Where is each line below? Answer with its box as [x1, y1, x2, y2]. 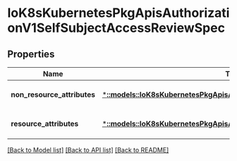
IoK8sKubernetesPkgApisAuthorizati [7, 5, 230, 21]
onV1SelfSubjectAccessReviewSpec [7, 20, 226, 36]
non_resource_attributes [11, 90, 95, 100]
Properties [7, 48, 55, 60]
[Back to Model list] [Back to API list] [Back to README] [7, 146, 169, 154]
